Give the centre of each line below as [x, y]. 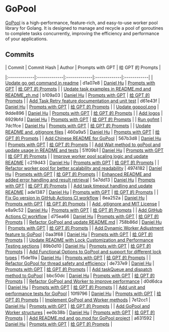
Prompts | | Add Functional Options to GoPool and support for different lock [83, 251]
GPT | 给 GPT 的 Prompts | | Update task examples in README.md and [78, 89]
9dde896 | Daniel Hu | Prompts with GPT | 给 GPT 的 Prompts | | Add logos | [84, 113]
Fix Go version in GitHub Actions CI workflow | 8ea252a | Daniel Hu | [76, 197]
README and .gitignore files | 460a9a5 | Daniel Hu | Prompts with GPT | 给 [82, 132]
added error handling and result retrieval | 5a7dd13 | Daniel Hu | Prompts [80, 180]
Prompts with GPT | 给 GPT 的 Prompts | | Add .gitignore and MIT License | [82, 204]
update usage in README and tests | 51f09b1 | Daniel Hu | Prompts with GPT [84, 150]
